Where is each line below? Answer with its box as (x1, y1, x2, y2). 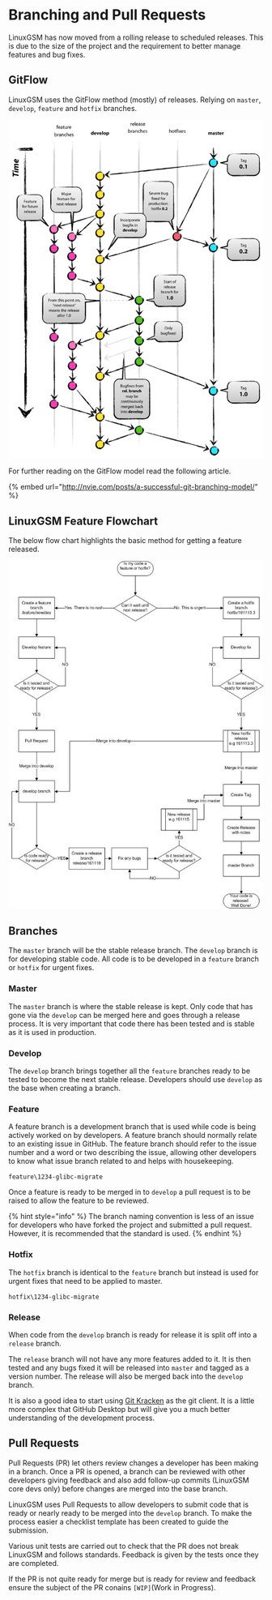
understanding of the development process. (8, 1413, 155, 1422)
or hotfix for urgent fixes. (8, 963, 95, 973)
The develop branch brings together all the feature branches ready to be (8, 1066, 251, 1076)
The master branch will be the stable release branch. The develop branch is (8, 946, 258, 956)
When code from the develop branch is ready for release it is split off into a (8, 1329, 257, 1339)
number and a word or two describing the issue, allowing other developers (8, 1148, 257, 1157)
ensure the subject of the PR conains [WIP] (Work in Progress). (8, 1582, 216, 1592)
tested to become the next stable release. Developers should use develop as (8, 1075, 263, 1084)
